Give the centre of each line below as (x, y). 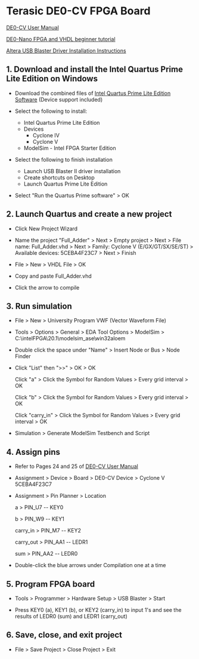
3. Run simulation (39, 306)
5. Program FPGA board (51, 584)
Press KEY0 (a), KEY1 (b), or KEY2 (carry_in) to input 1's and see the (98, 610)
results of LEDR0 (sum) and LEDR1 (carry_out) (71, 616)
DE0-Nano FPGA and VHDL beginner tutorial (61, 39)
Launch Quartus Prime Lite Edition (66, 184)
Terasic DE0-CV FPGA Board (78, 11)
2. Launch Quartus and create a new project (89, 214)
